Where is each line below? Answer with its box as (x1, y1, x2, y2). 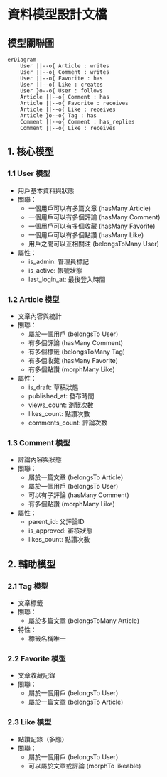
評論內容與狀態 (17, 455, 62, 464)
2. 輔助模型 (7, 558, 56, 570)
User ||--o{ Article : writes (20, 63, 110, 70)
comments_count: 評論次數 (28, 418, 108, 427)
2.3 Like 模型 (7, 717, 52, 727)
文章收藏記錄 (17, 671, 55, 680)
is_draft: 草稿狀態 (28, 383, 79, 391)
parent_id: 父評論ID (28, 518, 85, 526)
